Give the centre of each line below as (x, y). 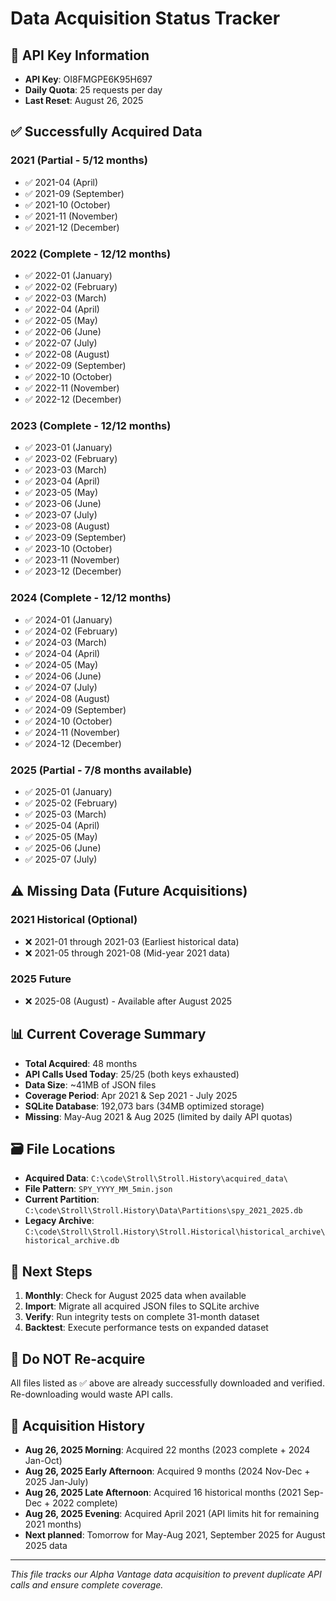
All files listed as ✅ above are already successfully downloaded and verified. (167, 1383)
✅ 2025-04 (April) (62, 825)
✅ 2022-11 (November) (72, 388)
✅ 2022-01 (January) (68, 275)
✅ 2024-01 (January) (68, 619)
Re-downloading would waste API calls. (91, 1394)
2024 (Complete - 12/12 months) (91, 598)
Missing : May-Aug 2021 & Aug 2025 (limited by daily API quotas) (158, 1116)
